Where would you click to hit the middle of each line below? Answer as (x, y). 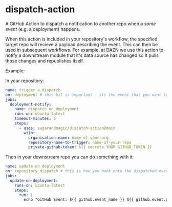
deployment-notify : (31, 104)
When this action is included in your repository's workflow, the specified (81, 39)
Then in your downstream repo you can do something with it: (70, 157)
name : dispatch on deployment (47, 109)
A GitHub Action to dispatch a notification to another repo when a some (81, 24)
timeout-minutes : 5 (35, 119)
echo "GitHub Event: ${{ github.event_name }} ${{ (79, 200)
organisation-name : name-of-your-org (68, 138)
